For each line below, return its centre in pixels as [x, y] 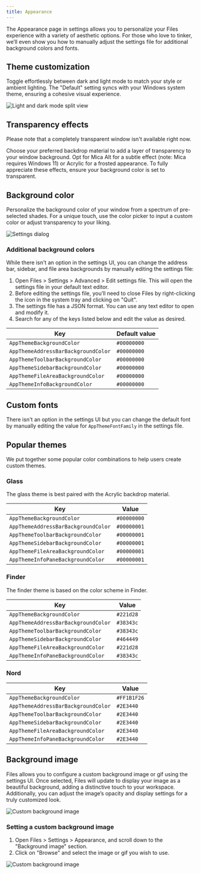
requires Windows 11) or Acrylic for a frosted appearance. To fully [87, 163]
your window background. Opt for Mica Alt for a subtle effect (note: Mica [96, 157]
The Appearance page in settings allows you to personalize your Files [92, 29]
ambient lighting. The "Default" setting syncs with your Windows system [96, 88]
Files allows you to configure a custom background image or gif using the [97, 774]
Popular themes [37, 445]
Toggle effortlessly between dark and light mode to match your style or [94, 81]
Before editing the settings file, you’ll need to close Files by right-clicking [105, 293]
